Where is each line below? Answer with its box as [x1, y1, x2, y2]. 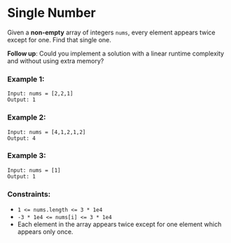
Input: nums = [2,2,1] [7, 90, 73, 98]
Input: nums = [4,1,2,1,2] [7, 129, 86, 136]
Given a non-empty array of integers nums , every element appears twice [7, 28, 216, 37]
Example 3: [7, 151, 47, 161]
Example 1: [7, 74, 45, 84]
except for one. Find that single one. [7, 35, 112, 44]
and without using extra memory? [7, 56, 104, 65]
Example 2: [7, 112, 46, 122]
